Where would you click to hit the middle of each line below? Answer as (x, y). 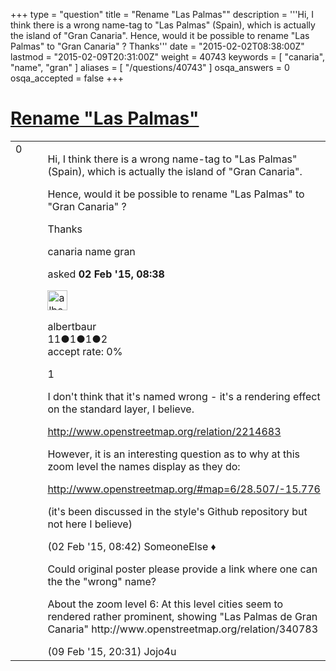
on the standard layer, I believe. (121, 409)
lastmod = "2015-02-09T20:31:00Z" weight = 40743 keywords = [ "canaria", (168, 57)
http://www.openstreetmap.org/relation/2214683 (164, 431)
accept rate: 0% (85, 351)
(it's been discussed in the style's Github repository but (177, 511)
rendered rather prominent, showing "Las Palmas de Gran (182, 616)
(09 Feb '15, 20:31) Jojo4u (112, 651)
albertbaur (72, 326)
